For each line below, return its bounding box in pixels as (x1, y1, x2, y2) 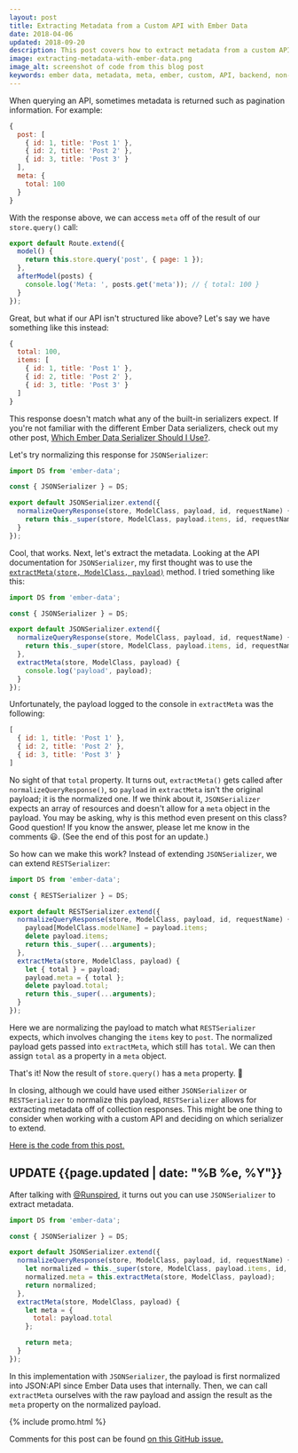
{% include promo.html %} (9, 1416, 106, 1426)
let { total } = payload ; (25, 965, 122, 973)
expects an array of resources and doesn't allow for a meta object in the (9, 803, 271, 814)
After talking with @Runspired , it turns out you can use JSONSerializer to (9, 1189, 277, 1200)
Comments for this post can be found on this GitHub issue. (9, 1433, 223, 1444)
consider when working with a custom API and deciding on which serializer (9, 1113, 284, 1123)
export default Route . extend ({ (9, 239, 125, 248)
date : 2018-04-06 (9, 29, 74, 38)
